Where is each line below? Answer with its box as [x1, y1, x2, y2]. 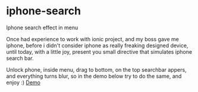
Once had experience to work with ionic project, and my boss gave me [6, 35, 180, 42]
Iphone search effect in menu [6, 24, 78, 31]
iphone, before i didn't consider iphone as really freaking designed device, [6, 42, 188, 49]
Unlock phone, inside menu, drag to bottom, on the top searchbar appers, [6, 66, 187, 73]
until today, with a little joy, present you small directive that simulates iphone [6, 48, 192, 55]
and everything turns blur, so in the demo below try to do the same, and [6, 72, 182, 79]
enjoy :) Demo [6, 79, 40, 86]
